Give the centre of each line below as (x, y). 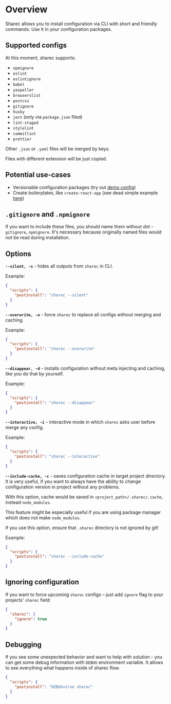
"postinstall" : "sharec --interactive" (57, 457)
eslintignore (27, 79)
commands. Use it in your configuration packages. (59, 29)
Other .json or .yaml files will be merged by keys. (58, 149)
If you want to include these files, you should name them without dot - (79, 227)
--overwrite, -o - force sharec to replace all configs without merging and (83, 314)
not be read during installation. (38, 238)
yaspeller (23, 90)
